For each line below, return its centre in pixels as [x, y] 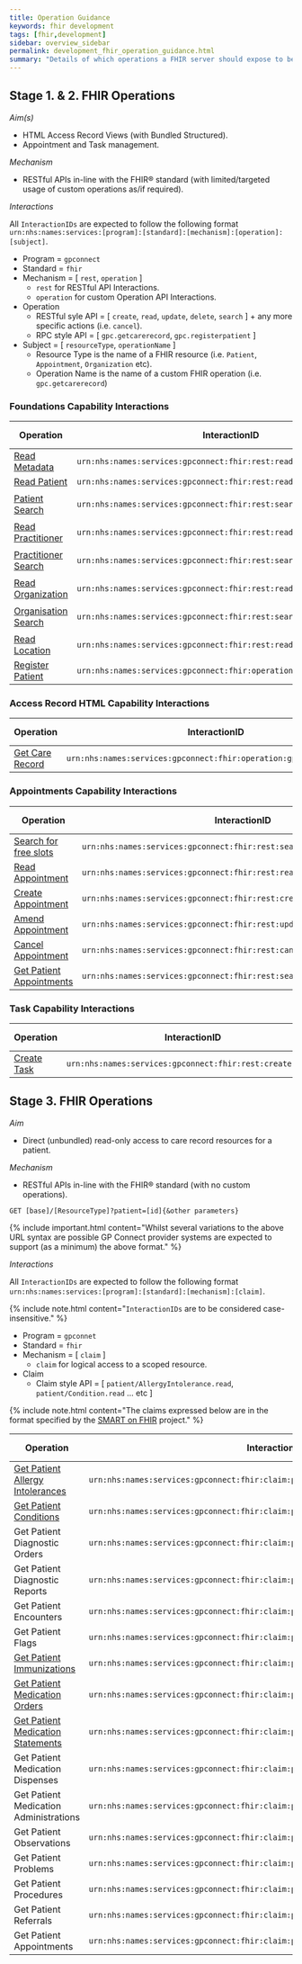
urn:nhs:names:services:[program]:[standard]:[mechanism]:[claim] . [138, 1291]
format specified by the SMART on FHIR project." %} [107, 1420]
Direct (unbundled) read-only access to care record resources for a [147, 1140]
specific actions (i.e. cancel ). [89, 326]
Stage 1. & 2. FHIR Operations [92, 96]
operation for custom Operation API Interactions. [126, 297]
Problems [34, 1869]
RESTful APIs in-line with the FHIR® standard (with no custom [136, 1185]
